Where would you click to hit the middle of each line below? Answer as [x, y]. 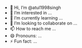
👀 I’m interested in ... [31, 13]
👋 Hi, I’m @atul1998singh [35, 8]
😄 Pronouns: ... [26, 36]
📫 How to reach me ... [33, 29]
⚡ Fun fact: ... [23, 41]
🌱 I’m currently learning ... [36, 18]
